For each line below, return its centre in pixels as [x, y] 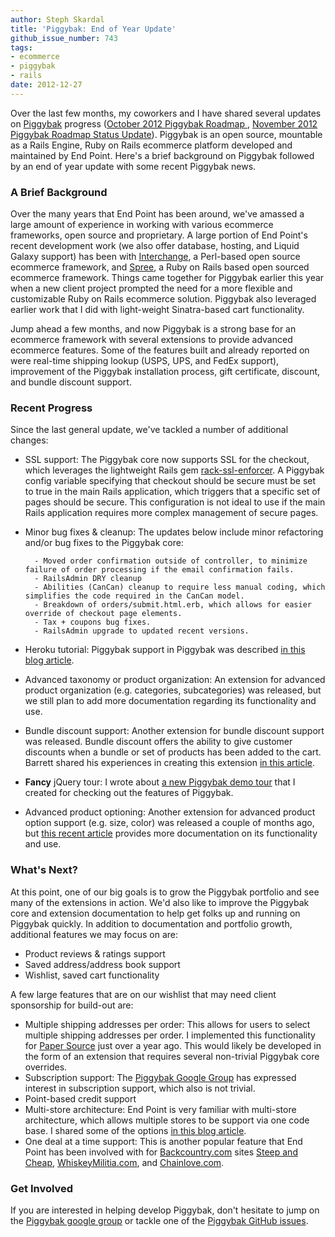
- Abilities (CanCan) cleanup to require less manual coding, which [180, 587]
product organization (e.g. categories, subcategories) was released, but [173, 690]
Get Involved [42, 1188]
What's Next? [44, 870]
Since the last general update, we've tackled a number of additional [149, 430]
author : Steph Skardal [57, 19]
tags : [21, 47]
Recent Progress [51, 408]
